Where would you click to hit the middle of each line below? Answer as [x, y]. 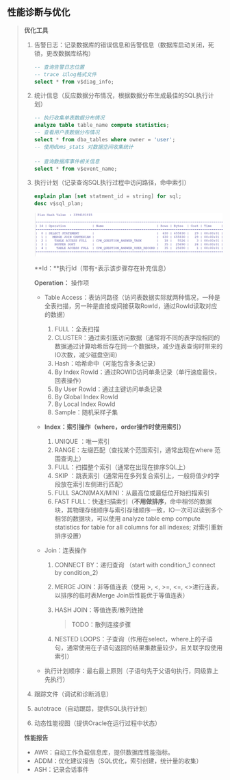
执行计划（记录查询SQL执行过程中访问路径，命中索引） [112, 182]
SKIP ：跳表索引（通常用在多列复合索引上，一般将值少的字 [137, 475]
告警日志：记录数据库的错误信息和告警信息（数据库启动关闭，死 [124, 45]
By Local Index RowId [85, 404]
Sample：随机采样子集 [86, 412]
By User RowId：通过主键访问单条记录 [108, 389]
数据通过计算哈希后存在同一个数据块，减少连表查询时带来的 [139, 346]
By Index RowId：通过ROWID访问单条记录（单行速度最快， [138, 372]
